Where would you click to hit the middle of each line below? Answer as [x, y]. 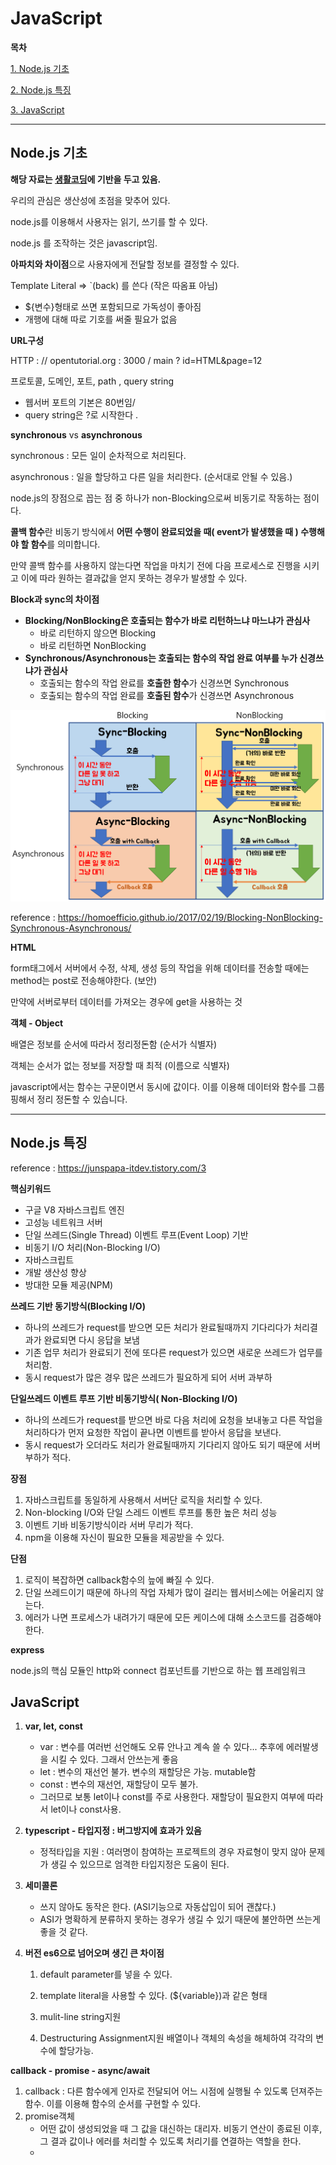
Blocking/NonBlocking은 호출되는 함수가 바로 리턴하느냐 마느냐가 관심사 [167, 620]
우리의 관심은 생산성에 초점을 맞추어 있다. [90, 200]
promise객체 [49, 2116]
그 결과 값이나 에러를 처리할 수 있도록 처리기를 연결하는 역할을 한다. [170, 2141]
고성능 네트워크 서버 [63, 1222]
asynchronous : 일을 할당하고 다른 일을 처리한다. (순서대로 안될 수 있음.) [151, 476]
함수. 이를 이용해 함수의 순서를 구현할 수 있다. [113, 2104]
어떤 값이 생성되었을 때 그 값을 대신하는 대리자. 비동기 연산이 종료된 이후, [181, 2129]
